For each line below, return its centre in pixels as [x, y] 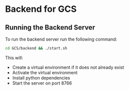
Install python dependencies [41, 78]
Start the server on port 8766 [42, 83]
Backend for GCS [41, 9]
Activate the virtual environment [45, 72]
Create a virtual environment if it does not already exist [68, 67]
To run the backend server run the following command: [61, 39]
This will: [14, 57]
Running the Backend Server [50, 27]
